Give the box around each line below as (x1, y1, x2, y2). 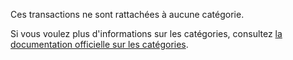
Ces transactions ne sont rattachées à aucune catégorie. (10, 9, 245, 20)
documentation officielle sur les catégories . (10, 39, 189, 50)
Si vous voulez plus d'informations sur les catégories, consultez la (10, 28, 283, 39)
